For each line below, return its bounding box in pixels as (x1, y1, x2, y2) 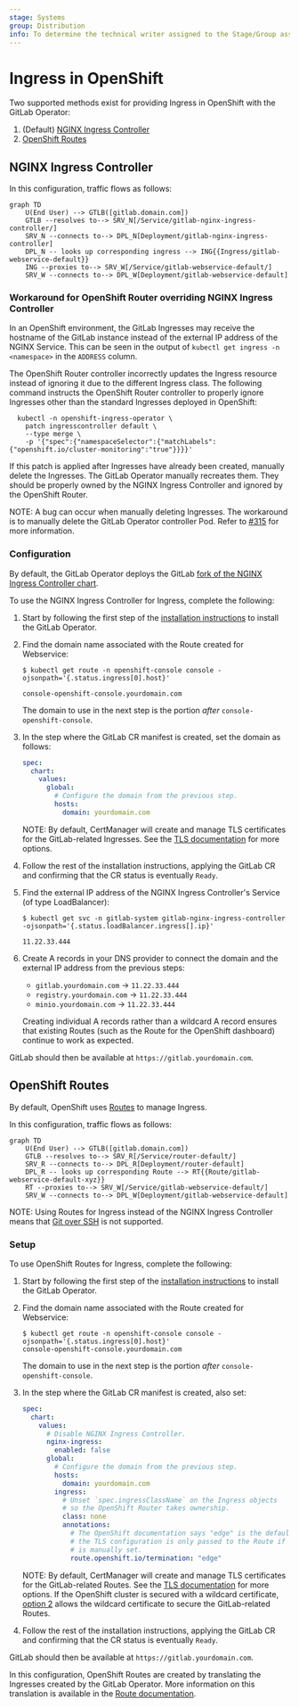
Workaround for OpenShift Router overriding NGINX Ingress (9, 292, 273, 304)
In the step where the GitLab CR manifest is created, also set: (21, 1387, 246, 1398)
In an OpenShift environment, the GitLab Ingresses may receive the (9, 323, 255, 334)
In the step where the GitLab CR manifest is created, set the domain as (21, 731, 281, 742)
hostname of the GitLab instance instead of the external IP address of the (9, 332, 279, 343)
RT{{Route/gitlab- (192, 1167, 261, 1176)
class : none (61, 1513, 107, 1521)
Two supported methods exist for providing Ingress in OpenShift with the (9, 97, 276, 108)
